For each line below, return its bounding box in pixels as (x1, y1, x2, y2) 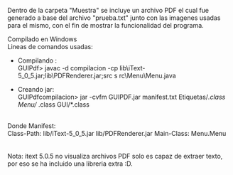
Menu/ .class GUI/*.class (17, 100, 90, 109)
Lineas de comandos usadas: (7, 43, 94, 51)
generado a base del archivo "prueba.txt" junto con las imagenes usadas (7, 14, 221, 22)
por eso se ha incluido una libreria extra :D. (7, 159, 133, 168)
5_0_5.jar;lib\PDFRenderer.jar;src (17, 71, 113, 80)
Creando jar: (17, 85, 55, 93)
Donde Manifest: (7, 122, 56, 130)
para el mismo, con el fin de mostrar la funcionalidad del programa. (7, 21, 204, 29)
